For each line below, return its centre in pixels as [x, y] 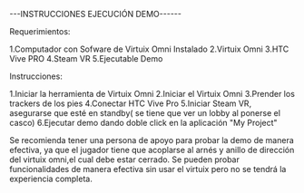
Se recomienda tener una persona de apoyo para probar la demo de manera [152, 140]
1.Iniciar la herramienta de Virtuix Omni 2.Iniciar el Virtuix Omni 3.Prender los [152, 94]
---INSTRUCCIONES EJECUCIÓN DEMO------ [95, 14]
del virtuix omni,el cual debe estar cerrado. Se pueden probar [125, 159]
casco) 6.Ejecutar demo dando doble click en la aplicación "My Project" [144, 123]
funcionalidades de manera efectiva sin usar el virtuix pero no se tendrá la [148, 169]
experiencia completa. [51, 179]
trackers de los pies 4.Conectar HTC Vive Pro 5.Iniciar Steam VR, [131, 103]
